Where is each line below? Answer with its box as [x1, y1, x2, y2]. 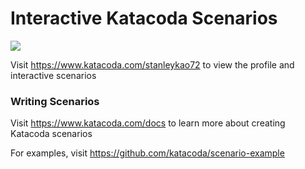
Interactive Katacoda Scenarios [10, 7, 278, 30]
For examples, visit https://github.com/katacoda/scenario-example [10, 147, 285, 159]
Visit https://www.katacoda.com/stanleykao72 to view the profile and [10, 58, 295, 71]
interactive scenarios [10, 69, 97, 81]
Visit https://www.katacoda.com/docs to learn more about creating [10, 117, 286, 129]
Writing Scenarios [10, 94, 100, 108]
